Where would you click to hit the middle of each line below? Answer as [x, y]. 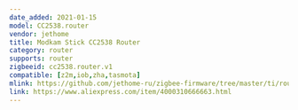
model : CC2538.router [49, 26]
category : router [41, 51]
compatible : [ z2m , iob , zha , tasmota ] [75, 75]
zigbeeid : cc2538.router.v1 [61, 67]
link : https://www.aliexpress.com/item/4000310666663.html [121, 91]
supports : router [41, 59]
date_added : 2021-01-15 [53, 17]
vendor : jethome [39, 34]
